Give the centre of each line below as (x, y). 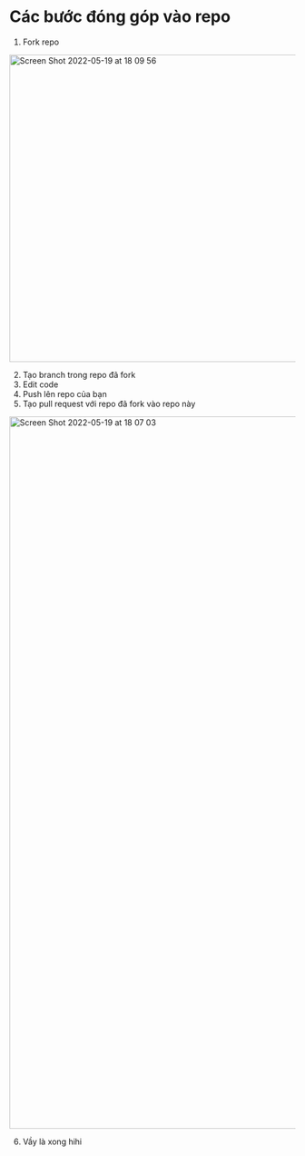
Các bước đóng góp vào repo (120, 17)
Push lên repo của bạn (64, 394)
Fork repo (41, 42)
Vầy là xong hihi (52, 1141)
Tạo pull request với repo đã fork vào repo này (109, 404)
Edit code (40, 384)
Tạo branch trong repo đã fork (79, 374)
